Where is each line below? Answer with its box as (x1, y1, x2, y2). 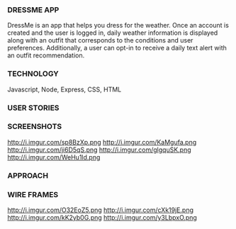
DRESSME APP (7, 5, 60, 15)
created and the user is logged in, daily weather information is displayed (7, 28, 218, 37)
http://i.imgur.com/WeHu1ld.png (7, 152, 101, 161)
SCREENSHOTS (7, 122, 62, 132)
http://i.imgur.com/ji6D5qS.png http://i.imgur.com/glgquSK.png (7, 145, 191, 154)
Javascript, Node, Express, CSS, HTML (7, 85, 122, 94)
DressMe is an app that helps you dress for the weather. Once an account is (7, 21, 229, 30)
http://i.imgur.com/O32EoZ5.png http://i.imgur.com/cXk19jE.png (7, 206, 193, 214)
